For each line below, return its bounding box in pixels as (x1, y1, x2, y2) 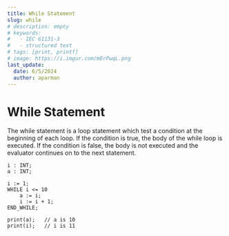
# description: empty (7, 23, 70, 30)
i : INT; (7, 162, 32, 169)
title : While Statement (7, 10, 76, 17)
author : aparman (13, 74, 60, 81)
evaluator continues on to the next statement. (7, 149, 137, 157)
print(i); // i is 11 (7, 222, 76, 230)
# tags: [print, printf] (7, 49, 79, 56)
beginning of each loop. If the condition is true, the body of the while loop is (7, 134, 223, 142)
